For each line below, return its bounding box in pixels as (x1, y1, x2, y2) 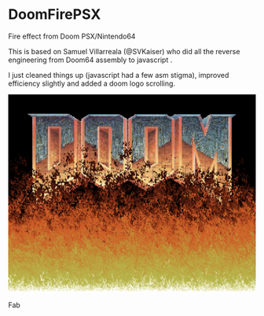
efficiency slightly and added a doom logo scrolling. (8, 79, 175, 88)
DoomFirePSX (8, 6, 101, 24)
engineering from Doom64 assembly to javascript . (8, 55, 173, 64)
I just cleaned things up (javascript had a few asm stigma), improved (8, 70, 229, 79)
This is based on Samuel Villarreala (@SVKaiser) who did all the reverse (8, 46, 240, 56)
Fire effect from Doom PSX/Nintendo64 (8, 31, 136, 41)
